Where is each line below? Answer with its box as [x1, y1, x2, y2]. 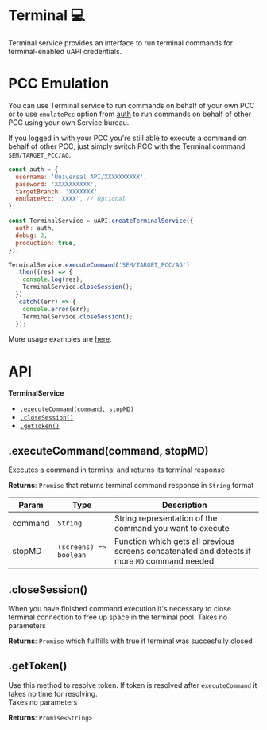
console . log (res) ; [22, 275, 83, 283]
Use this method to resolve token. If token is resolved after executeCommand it [8, 680, 257, 689]
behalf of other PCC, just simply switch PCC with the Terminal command [8, 141, 246, 151]
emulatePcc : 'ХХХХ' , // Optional [15, 195, 126, 203]
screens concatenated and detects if [114, 546, 252, 557]
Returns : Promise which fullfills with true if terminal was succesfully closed [8, 636, 253, 646]
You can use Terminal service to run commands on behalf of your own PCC [8, 100, 255, 110]
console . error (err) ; [22, 305, 91, 313]
